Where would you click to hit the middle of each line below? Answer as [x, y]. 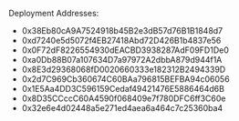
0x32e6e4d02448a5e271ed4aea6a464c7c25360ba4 [122, 108]
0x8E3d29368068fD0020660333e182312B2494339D [124, 69]
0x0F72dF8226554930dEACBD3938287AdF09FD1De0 [125, 50]
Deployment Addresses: [54, 13]
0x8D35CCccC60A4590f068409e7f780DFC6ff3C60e [124, 98]
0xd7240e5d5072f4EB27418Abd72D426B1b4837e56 [121, 40]
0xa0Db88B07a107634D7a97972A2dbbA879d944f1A [122, 60]
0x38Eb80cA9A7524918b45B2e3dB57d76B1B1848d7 [122, 30]
